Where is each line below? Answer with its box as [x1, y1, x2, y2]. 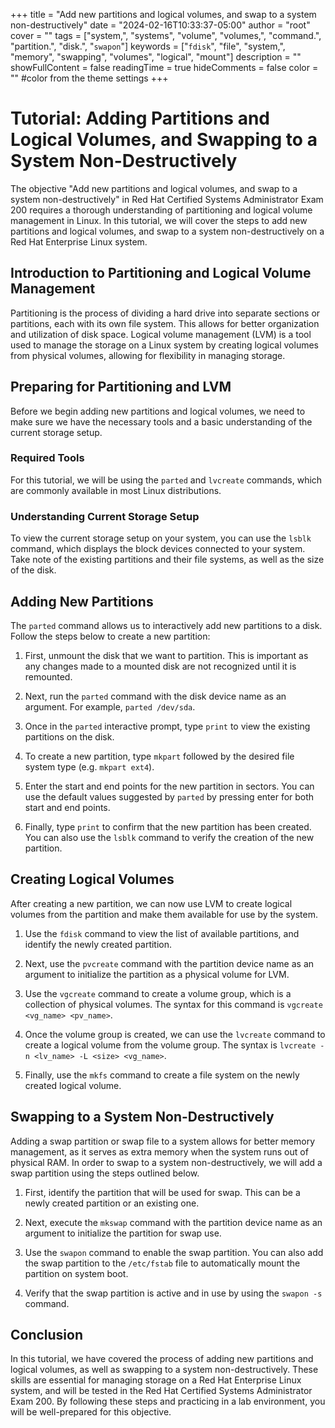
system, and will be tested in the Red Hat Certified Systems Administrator [10, 1385, 313, 1397]
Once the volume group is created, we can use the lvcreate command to [24, 1028, 326, 1040]
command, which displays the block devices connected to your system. [10, 543, 306, 555]
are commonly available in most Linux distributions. [10, 484, 222, 496]
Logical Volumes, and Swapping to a [10, 129, 318, 151]
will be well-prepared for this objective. [10, 1406, 172, 1418]
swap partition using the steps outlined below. [10, 1167, 200, 1179]
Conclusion [10, 1326, 84, 1343]
